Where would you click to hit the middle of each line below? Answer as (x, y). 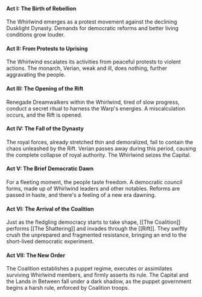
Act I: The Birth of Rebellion (41, 8)
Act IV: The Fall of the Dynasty (45, 129)
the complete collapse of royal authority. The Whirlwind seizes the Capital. (99, 155)
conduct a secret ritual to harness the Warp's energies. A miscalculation (96, 108)
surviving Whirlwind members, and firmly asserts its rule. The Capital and (97, 275)
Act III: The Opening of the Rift (45, 88)
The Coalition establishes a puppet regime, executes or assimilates (90, 269)
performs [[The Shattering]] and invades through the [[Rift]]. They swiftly (97, 229)
